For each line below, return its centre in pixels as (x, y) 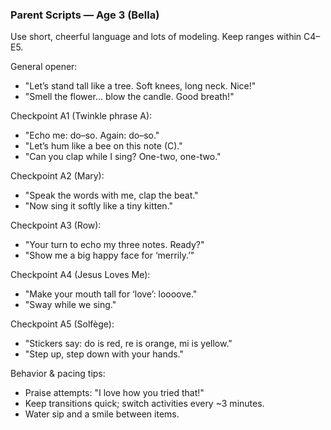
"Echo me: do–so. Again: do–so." (92, 135)
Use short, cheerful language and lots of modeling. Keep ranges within (156, 37)
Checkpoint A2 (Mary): (57, 176)
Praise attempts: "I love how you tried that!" (114, 393)
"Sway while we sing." (70, 305)
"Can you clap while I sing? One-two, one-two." (123, 157)
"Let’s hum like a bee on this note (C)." (103, 146)
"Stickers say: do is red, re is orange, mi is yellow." (128, 344)
